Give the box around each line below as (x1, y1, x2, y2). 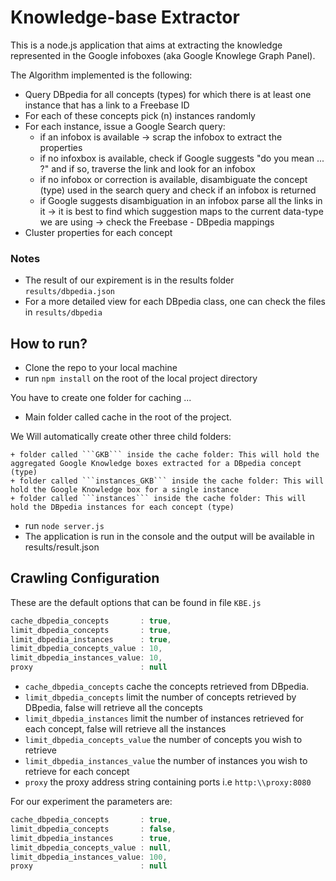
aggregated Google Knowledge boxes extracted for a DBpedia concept (10, 459, 302, 469)
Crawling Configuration (10, 570, 160, 587)
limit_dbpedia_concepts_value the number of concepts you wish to (24, 734, 303, 746)
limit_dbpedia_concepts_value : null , (10, 842, 172, 853)
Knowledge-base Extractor (10, 6, 240, 29)
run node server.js (24, 520, 105, 532)
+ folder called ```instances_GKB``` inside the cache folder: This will (10, 476, 325, 486)
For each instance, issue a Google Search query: (24, 120, 226, 132)
